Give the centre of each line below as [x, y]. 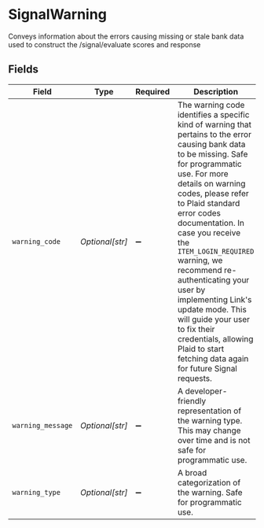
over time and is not [214, 440]
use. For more [203, 173]
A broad [192, 472]
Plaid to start [201, 349]
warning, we [200, 260]
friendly [192, 401]
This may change [209, 430]
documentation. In [211, 223]
